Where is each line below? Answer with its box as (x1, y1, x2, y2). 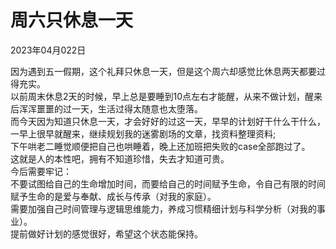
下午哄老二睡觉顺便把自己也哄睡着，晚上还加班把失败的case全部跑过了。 (10, 140, 311, 152)
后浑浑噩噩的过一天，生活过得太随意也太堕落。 (10, 102, 203, 115)
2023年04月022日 (10, 44, 87, 56)
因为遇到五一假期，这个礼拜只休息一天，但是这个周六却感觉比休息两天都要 (10, 65, 317, 77)
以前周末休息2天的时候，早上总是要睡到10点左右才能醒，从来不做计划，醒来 (10, 90, 323, 102)
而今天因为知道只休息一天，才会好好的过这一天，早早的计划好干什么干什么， (10, 115, 326, 127)
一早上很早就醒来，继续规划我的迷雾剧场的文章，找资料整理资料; (10, 127, 277, 140)
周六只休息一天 (10, 9, 134, 32)
